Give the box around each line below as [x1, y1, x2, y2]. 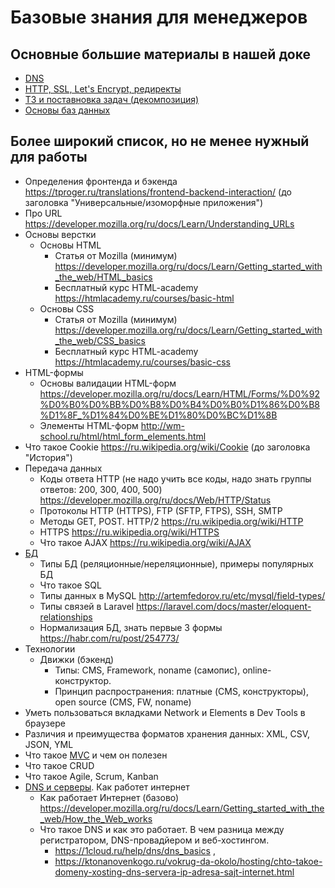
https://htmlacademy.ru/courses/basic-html [54, 292, 235, 304]
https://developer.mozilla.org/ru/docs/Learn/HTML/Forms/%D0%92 [39, 387, 320, 400]
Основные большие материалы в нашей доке [10, 46, 311, 63]
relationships [39, 611, 93, 623]
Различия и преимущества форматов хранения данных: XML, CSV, [24, 727, 310, 740]
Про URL [24, 207, 63, 219]
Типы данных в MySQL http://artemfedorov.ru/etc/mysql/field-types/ [39, 589, 326, 601]
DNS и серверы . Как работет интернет [24, 781, 190, 793]
